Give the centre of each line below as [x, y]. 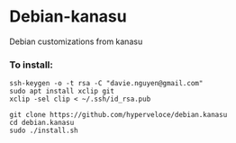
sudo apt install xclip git [62, 92]
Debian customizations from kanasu [76, 41]
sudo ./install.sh [44, 131]
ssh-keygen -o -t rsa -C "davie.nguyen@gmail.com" [106, 84]
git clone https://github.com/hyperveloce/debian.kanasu [118, 115]
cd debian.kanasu [42, 123]
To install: [32, 65]
